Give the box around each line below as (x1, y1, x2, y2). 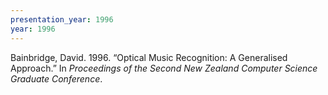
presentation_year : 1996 (10, 14, 114, 25)
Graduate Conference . (10, 72, 103, 85)
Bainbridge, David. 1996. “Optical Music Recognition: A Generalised (10, 51, 288, 63)
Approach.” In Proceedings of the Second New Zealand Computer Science (10, 62, 318, 74)
